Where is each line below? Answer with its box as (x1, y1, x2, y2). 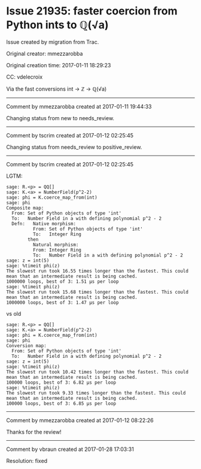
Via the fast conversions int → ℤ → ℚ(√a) (6, 85, 107, 92)
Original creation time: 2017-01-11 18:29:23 (6, 61, 111, 68)
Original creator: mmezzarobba (6, 50, 83, 57)
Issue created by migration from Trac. (6, 38, 99, 46)
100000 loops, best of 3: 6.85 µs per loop (6, 401, 117, 407)
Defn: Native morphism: (11, 220, 77, 226)
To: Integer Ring (32, 231, 82, 237)
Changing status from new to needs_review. (6, 114, 115, 121)
